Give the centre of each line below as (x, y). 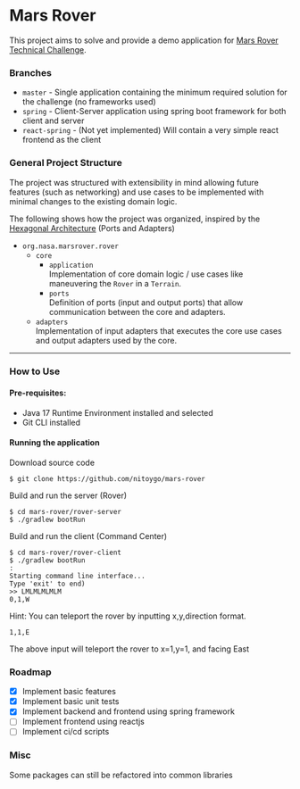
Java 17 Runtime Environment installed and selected (118, 412)
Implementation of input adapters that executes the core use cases (159, 330)
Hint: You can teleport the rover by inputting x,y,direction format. (128, 616)
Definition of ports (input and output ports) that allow (146, 302)
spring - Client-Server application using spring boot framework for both (154, 112)
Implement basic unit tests (71, 702)
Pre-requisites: (38, 393)
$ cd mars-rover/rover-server (66, 511)
